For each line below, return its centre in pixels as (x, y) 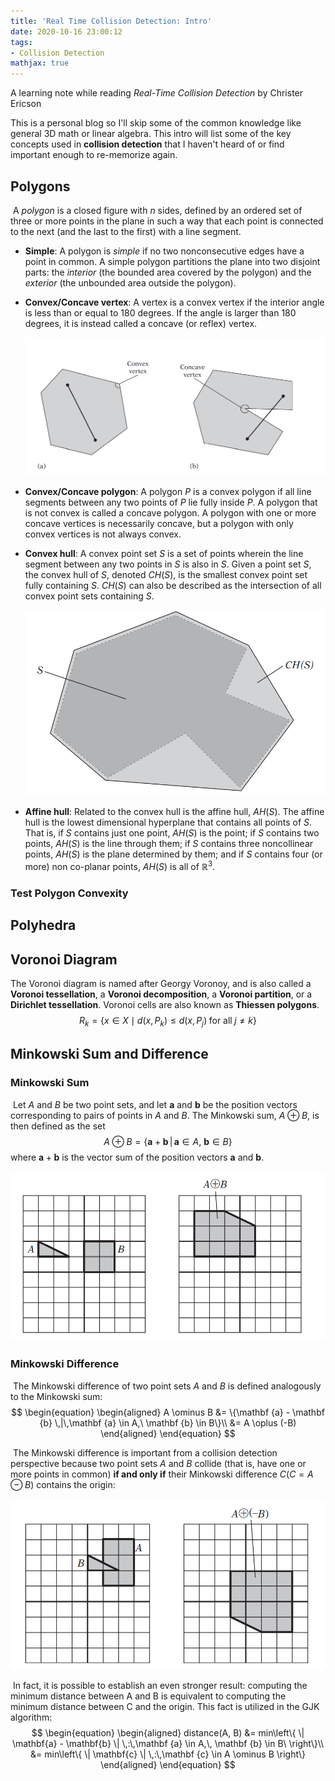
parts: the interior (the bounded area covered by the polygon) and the (168, 272)
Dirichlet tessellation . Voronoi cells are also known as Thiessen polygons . (165, 1005)
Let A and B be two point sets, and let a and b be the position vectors (155, 1104)
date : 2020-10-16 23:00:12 (66, 31)
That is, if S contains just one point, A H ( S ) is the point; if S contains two (172, 833)
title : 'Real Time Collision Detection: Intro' (111, 21)
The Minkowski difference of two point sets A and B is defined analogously (167, 1386)
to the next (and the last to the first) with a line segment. (126, 231)
